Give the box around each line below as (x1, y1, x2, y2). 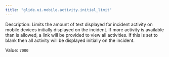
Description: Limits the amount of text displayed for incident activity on (5, 21, 153, 27)
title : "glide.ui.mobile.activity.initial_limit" (5, 7, 112, 13)
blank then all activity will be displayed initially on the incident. (5, 37, 135, 43)
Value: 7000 (5, 47, 29, 53)
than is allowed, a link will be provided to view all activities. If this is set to (5, 32, 158, 38)
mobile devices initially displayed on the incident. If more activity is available (5, 26, 164, 33)
